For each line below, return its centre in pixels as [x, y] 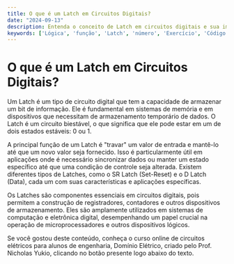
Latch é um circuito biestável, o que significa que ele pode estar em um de [114, 124]
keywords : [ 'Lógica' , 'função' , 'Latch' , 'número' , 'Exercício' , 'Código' [118, 33]
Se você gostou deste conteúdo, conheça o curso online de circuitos [106, 238]
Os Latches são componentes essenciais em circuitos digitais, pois [103, 195]
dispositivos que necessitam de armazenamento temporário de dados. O [111, 116]
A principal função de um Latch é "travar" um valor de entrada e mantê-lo [113, 145]
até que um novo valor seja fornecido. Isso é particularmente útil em [105, 152]
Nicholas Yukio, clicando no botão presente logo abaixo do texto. [101, 253]
